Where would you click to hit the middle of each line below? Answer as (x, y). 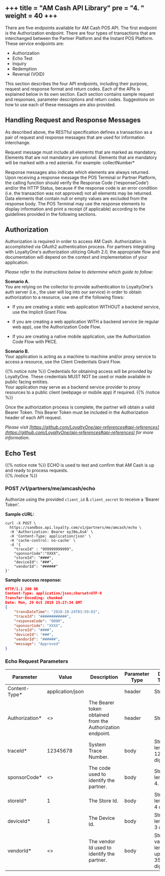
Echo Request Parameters (37, 661)
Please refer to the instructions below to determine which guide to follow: (79, 272)
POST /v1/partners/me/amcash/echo (50, 488)
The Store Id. (104, 801)
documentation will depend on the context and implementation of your (76, 257)
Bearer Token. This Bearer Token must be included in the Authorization (77, 412)
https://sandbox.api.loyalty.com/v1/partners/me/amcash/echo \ (75, 527)
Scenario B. (17, 351)
